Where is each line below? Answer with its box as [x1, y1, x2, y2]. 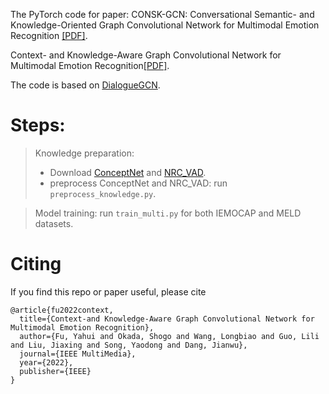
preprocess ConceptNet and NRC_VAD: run [49, 177, 228, 189]
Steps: [10, 114, 66, 137]
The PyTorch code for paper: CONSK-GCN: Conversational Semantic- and [10, 9, 315, 20]
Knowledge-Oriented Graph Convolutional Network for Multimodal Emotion [10, 19, 320, 31]
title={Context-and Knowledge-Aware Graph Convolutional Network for [19, 314, 315, 324]
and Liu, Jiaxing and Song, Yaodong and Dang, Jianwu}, [10, 340, 248, 350]
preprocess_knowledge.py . [49, 187, 157, 199]
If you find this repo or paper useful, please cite [10, 285, 207, 298]
